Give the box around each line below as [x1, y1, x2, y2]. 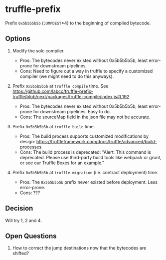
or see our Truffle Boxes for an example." [19, 160, 105, 166]
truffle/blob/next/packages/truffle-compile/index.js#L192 [12, 93, 130, 99]
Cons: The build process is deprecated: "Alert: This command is [19, 149, 151, 155]
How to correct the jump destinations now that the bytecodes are [12, 245, 147, 251]
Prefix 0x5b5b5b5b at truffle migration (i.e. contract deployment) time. [12, 169, 159, 175]
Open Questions [5, 232, 57, 240]
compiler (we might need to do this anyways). [19, 73, 114, 79]
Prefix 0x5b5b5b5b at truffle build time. [12, 123, 95, 129]
